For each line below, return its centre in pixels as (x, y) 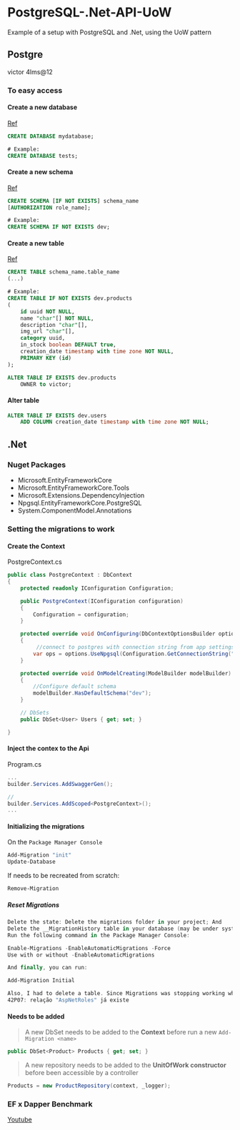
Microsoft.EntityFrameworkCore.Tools (74, 488)
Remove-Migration (33, 889)
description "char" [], (54, 325)
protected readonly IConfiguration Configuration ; (97, 588)
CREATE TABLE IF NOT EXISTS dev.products (70, 298)
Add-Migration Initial (41, 981)
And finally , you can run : (47, 968)
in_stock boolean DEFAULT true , (68, 345)
